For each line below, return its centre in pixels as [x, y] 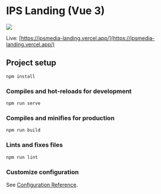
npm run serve [24, 103]
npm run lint [22, 157]
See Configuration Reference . [42, 185]
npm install [21, 76]
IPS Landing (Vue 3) [56, 11]
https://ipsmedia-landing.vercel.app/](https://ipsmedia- [88, 38]
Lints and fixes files [35, 145]
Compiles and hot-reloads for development [69, 91]
